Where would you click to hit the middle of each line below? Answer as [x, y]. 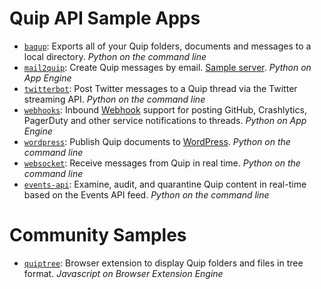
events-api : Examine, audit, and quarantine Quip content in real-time [165, 184]
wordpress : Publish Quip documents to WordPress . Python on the [157, 141]
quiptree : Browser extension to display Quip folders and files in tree [163, 263]
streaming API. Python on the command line [114, 99]
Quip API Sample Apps [105, 18]
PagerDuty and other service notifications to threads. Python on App [165, 120]
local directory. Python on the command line [115, 56]
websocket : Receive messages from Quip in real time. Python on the [162, 163]
